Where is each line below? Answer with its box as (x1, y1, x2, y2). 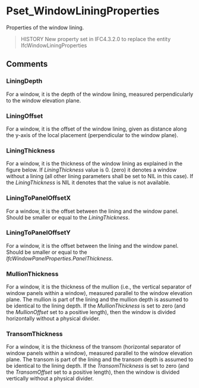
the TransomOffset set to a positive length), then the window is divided (6, 368, 180, 376)
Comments (6, 59, 48, 69)
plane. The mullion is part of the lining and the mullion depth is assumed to (6, 296, 189, 303)
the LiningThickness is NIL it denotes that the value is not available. (6, 179, 170, 186)
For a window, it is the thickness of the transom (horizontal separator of (6, 343, 181, 350)
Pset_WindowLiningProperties (6, 4, 160, 18)
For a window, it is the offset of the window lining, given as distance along (6, 125, 187, 132)
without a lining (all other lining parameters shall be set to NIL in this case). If (6, 173, 194, 180)
